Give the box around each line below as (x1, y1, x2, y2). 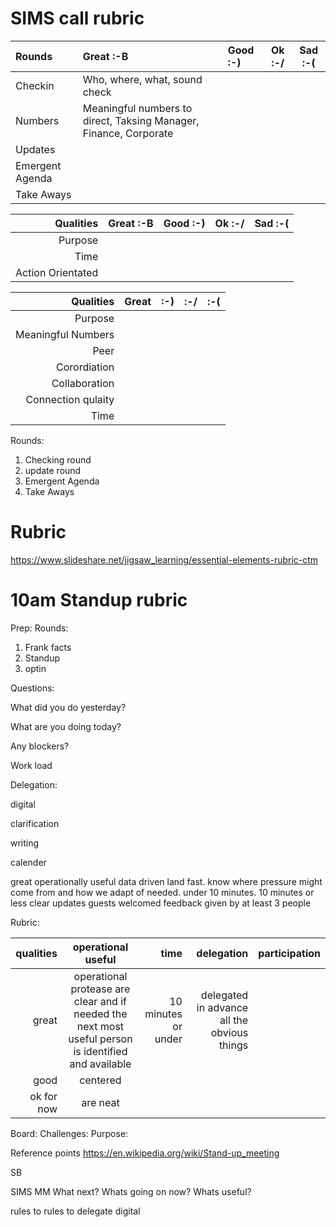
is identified (73, 1044, 128, 1058)
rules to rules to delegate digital (10, 1205, 141, 1217)
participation (258, 946, 321, 960)
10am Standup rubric (10, 589, 188, 612)
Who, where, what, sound (82, 72, 203, 86)
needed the (73, 1007, 128, 1021)
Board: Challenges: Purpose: (10, 1127, 129, 1139)
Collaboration (51, 376, 115, 390)
